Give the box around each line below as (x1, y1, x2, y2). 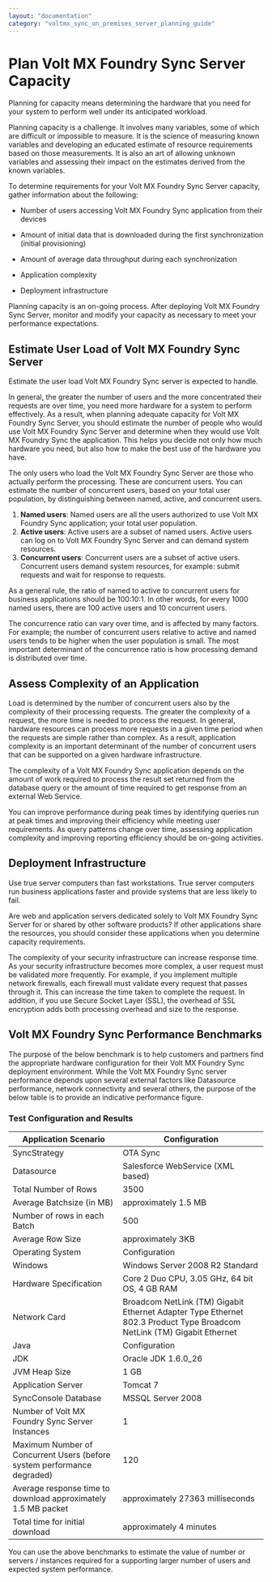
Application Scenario (22, 1133, 105, 1144)
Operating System (12, 1246, 82, 1258)
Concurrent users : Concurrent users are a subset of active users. (19, 553, 240, 563)
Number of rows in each (12, 1210, 104, 1221)
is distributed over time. (8, 654, 87, 663)
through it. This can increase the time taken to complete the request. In (8, 987, 245, 997)
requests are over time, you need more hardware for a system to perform (8, 401, 253, 410)
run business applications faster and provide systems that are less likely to (8, 886, 257, 896)
